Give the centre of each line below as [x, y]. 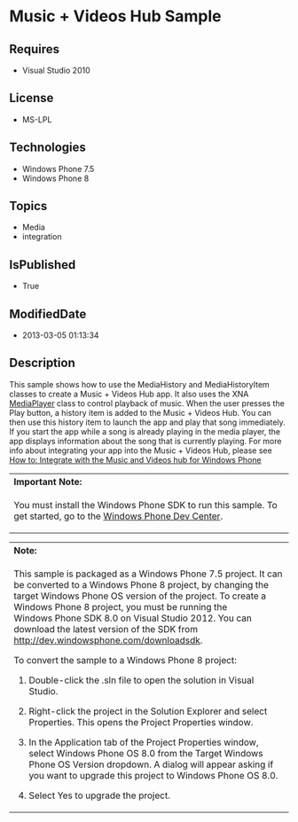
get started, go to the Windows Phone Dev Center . [118, 516]
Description [42, 363]
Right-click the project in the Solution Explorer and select [148, 711]
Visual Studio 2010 [56, 70]
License [31, 98]
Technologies [48, 148]
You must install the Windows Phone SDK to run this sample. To [145, 505]
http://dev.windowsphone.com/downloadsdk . [108, 640]
